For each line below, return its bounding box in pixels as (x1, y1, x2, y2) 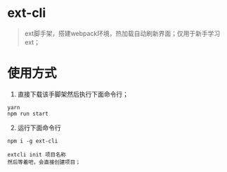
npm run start (7, 110, 49, 117)
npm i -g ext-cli (7, 137, 58, 145)
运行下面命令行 (17, 123, 61, 132)
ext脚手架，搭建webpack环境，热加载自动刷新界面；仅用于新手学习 (24, 29, 221, 37)
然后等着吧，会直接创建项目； (7, 159, 81, 166)
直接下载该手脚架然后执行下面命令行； (17, 90, 129, 98)
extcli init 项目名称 (7, 151, 67, 158)
